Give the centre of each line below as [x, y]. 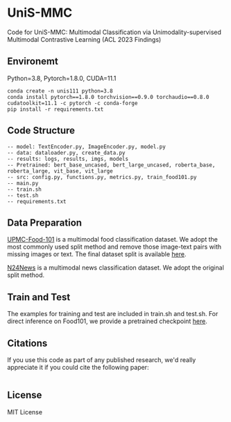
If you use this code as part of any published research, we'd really [102, 360]
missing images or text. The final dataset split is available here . [97, 254]
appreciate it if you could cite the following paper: [78, 367]
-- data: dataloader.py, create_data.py [67, 153]
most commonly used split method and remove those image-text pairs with [114, 247]
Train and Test [39, 297]
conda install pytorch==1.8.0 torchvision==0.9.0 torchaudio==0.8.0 [108, 97]
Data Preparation [44, 222]
